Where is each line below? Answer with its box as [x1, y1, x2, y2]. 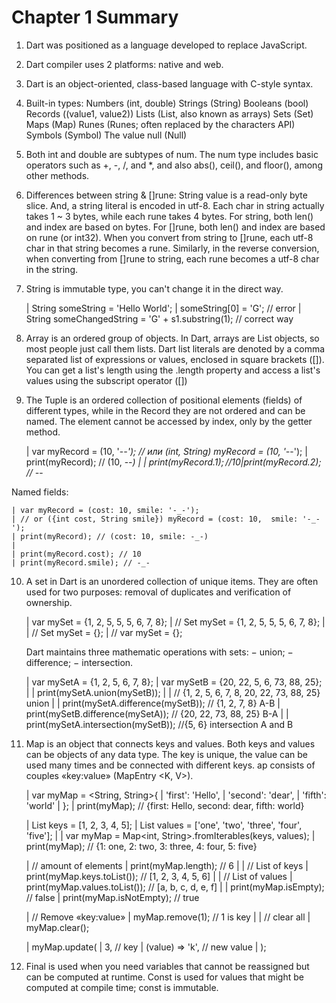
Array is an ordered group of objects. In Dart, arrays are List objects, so [25, 332, 320, 344]
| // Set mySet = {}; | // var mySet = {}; [25, 626, 183, 638]
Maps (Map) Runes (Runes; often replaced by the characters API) [25, 118, 296, 130]
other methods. [25, 169, 90, 181]
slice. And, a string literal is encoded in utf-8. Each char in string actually [25, 199, 325, 211]
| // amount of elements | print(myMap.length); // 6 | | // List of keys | [25, 859, 309, 871]
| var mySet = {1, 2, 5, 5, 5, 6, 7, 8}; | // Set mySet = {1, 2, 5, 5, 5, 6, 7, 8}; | [25, 616, 326, 628]
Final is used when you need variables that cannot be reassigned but [25, 960, 310, 972]
